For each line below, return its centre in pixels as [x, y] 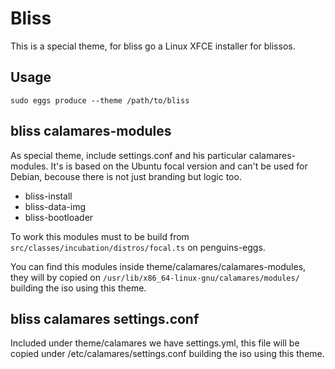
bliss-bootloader [59, 217]
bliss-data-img [55, 206]
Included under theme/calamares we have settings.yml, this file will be [155, 343]
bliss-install [48, 196]
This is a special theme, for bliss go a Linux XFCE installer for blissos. [153, 46]
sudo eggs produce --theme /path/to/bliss [100, 100]
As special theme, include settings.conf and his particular [128, 155]
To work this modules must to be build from [100, 236]
